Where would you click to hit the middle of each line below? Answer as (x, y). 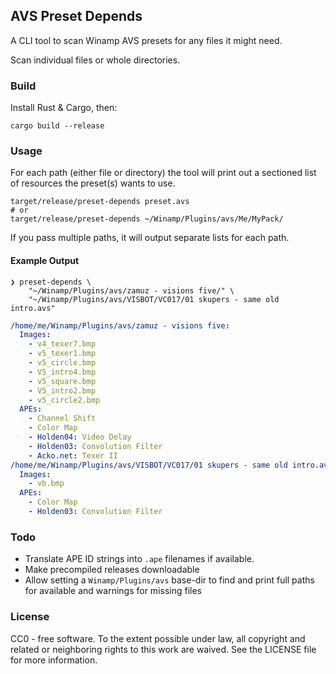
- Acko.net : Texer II (73, 455)
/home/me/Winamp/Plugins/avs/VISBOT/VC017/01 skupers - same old (149, 465)
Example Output (45, 260)
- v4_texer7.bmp (62, 344)
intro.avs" (33, 308)
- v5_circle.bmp (62, 363)
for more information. (54, 660)
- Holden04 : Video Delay (80, 437)
